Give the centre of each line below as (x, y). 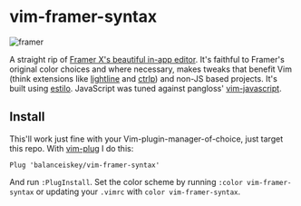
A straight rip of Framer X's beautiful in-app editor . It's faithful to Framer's (147, 59)
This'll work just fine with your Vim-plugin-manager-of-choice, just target (146, 139)
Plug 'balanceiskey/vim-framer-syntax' (85, 165)
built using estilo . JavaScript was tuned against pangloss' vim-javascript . (146, 88)
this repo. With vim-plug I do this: (72, 148)
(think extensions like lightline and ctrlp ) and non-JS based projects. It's (144, 78)
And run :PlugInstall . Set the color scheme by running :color (126, 181)
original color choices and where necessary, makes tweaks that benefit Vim (151, 69)
